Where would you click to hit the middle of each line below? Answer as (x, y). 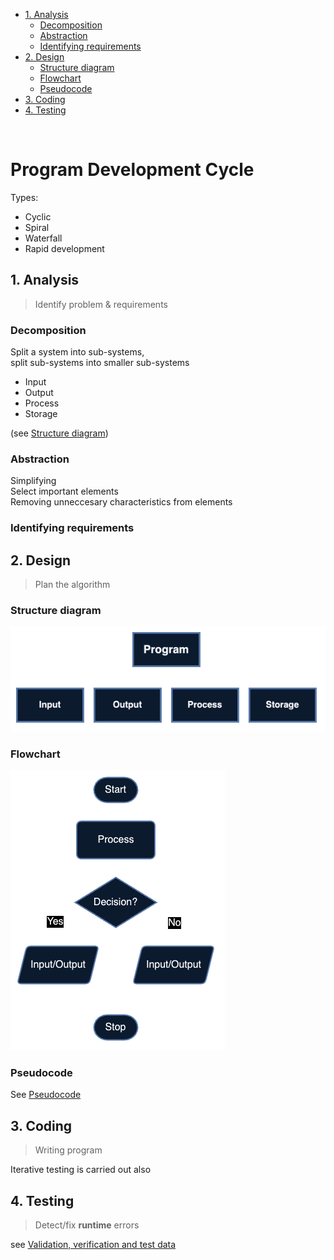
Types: (24, 197)
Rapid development (64, 248)
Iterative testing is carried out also (81, 1170)
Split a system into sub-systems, (77, 352)
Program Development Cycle (132, 170)
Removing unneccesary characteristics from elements (121, 502)
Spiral (37, 227)
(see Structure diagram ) (59, 433)
